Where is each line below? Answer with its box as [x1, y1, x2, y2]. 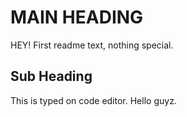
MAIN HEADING [10, 6, 144, 29]
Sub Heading [10, 68, 93, 85]
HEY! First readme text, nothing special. [10, 39, 174, 51]
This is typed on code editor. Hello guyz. [10, 94, 177, 106]
